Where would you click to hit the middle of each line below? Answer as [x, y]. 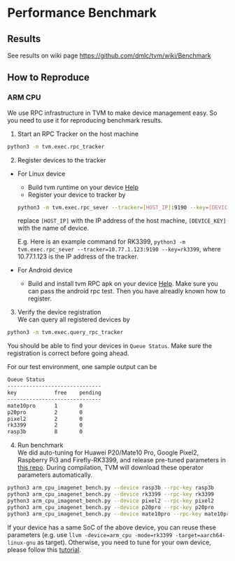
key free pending [54, 393]
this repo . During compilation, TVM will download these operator [111, 468]
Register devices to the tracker [62, 160]
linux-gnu [22, 543]
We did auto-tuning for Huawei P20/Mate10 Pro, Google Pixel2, [108, 452]
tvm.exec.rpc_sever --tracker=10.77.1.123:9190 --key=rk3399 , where [119, 249]
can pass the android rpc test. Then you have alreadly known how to [127, 291]
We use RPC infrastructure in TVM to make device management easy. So [112, 113]
